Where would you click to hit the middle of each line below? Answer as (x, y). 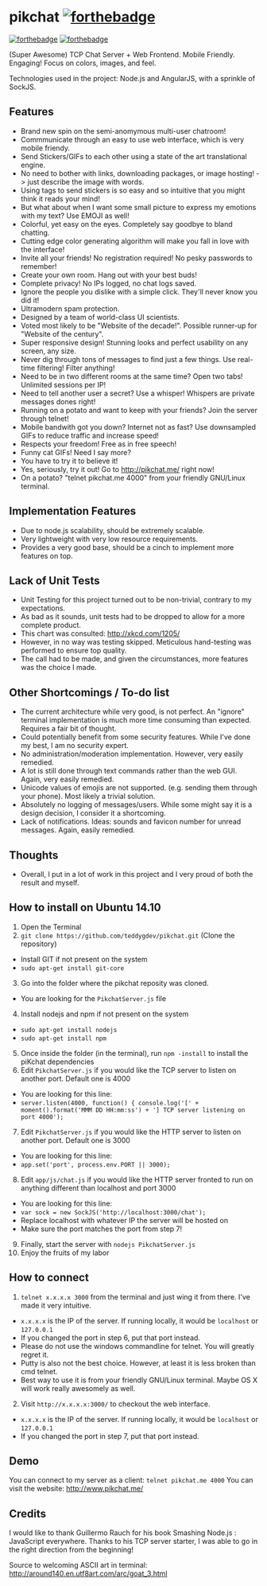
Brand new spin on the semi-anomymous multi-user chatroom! (123, 131)
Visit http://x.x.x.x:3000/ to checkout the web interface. (115, 1404)
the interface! (43, 249)
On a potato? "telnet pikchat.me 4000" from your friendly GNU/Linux (133, 477)
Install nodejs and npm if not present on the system (104, 1014)
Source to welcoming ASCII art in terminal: (78, 1565)
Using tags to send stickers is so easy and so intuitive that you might (133, 190)
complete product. (51, 625)
